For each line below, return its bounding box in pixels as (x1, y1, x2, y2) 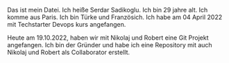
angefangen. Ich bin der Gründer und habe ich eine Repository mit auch (7, 41, 213, 49)
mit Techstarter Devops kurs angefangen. (7, 21, 126, 28)
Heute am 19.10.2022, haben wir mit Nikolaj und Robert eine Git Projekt (7, 34, 209, 42)
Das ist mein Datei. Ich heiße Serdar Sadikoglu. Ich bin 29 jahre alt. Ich (7, 6, 208, 14)
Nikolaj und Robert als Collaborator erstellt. (7, 48, 130, 56)
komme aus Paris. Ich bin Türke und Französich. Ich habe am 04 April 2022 (7, 13, 223, 21)
